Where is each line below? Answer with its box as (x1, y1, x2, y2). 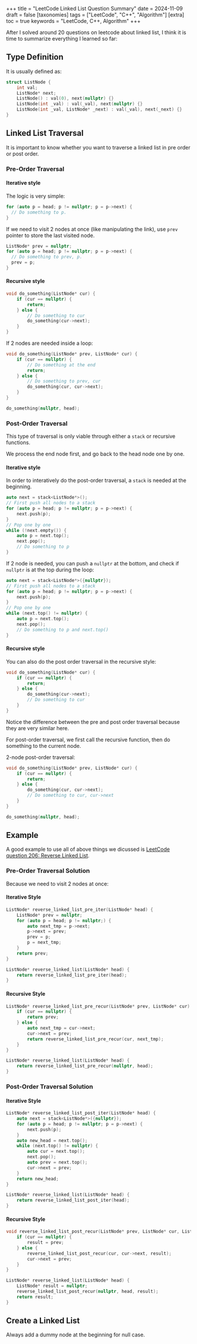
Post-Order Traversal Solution (6, 1082, 94, 1090)
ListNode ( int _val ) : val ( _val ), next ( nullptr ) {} (16, 101, 143, 107)
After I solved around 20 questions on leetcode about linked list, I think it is (6, 29, 186, 36)
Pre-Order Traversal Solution (6, 867, 90, 875)
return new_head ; (16, 1176, 59, 1182)
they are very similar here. (6, 724, 69, 731)
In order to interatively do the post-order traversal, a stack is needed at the (6, 477, 186, 484)
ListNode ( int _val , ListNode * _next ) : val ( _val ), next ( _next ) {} (16, 107, 182, 112)
